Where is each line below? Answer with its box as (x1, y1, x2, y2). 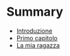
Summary (6, 4, 63, 20)
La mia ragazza (16, 41, 60, 49)
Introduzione (16, 27, 53, 35)
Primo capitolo (16, 33, 58, 42)
